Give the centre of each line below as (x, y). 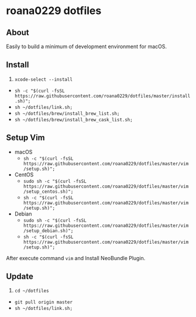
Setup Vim (25, 138)
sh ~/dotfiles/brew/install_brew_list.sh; (67, 113)
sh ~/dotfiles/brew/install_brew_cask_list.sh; (73, 120)
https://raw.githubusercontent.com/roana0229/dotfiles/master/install (102, 96)
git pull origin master (44, 302)
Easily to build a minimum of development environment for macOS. (87, 46)
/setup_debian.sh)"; (48, 231)
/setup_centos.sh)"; (48, 192)
